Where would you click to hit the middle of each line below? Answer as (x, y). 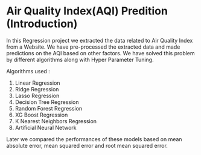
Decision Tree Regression (47, 102)
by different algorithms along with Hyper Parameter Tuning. (80, 59)
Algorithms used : (28, 71)
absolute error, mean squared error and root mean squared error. (87, 145)
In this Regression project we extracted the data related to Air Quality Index (100, 40)
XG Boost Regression (41, 115)
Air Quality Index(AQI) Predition (87, 11)
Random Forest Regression (49, 108)
